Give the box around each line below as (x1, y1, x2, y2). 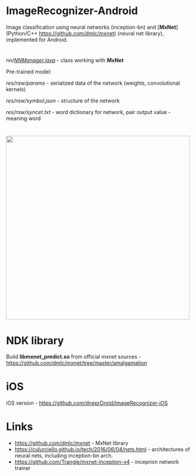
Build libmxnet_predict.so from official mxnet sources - (6, 353, 141, 360)
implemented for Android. (6, 36, 68, 43)
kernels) (6, 86, 26, 93)
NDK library (6, 334, 65, 347)
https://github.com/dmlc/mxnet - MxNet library (14, 440, 129, 447)
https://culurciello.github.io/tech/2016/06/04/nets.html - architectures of (14, 446, 191, 453)
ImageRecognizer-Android (6, 4, 138, 18)
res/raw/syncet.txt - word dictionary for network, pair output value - (6, 109, 171, 116)
